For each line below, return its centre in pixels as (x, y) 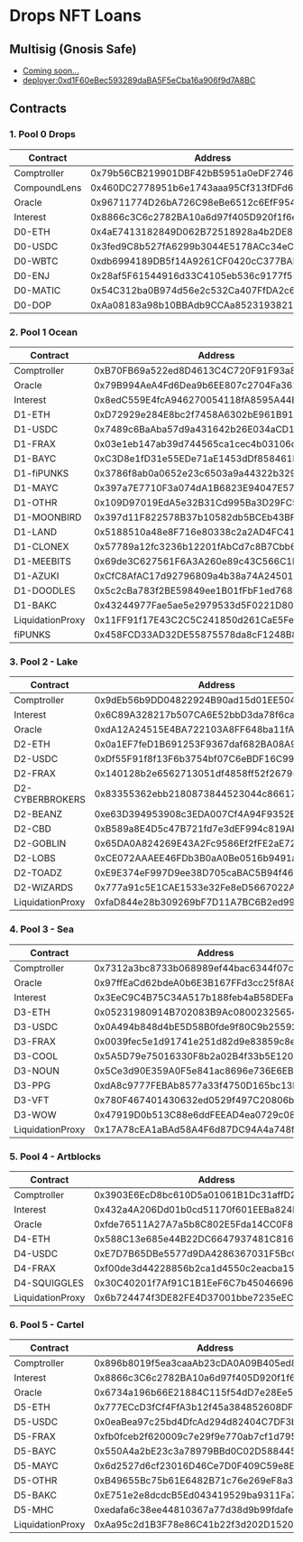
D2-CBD (32, 829)
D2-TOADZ (38, 873)
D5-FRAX (35, 1436)
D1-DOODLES (45, 590)
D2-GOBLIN (40, 843)
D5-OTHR (36, 1481)
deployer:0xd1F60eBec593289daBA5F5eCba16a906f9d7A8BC (139, 80)
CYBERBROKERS (50, 800)
